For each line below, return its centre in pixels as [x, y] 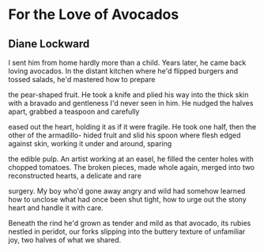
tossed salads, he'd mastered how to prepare [82, 79]
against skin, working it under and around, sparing [90, 143]
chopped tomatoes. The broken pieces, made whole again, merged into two [132, 167]
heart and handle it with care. [56, 208]
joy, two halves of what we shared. [65, 240]
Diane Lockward [49, 44]
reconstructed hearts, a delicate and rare [75, 176]
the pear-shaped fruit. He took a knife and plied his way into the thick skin [128, 95]
